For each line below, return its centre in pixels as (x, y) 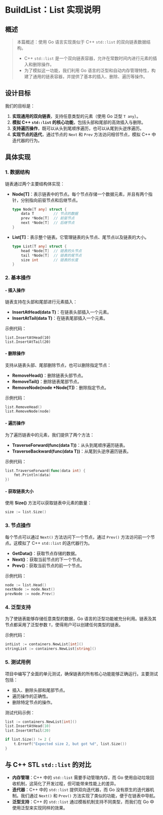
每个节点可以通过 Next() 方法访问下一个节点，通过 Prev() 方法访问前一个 (78, 537)
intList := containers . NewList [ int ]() (44, 644)
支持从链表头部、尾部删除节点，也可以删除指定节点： (58, 365)
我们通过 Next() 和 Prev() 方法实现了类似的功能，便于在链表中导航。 (89, 796)
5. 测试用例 (18, 662)
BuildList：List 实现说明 (53, 10)
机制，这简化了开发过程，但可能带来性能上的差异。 (67, 783)
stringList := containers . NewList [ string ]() (51, 649)
